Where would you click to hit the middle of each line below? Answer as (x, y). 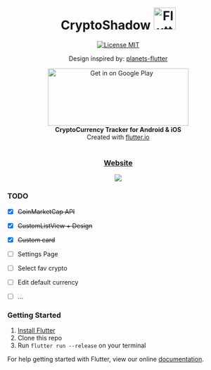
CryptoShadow (106, 25)
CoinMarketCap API (46, 211)
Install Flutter (36, 330)
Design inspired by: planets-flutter (118, 58)
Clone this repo (39, 338)
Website (118, 162)
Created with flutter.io (118, 137)
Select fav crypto (43, 268)
